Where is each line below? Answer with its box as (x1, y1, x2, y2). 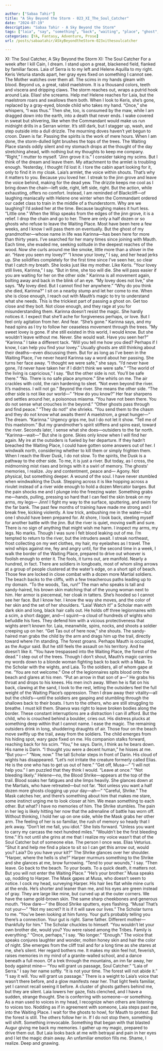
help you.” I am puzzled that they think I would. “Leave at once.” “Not (5, 767, 143, 773)
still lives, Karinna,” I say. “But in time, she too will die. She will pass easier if (5, 267, 157, 273)
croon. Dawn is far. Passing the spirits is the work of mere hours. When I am (5, 133, 157, 139)
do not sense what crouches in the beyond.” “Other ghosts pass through (5, 401, 150, 407)
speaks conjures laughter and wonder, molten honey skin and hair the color (5, 937, 156, 943)
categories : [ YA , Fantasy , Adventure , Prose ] (5, 34, 98, 39)
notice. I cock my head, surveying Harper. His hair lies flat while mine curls (5, 880, 154, 886)
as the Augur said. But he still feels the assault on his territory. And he (5, 643, 145, 649)
